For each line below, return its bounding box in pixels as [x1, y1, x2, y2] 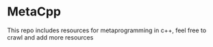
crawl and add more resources [7, 33, 94, 41]
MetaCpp [7, 4, 62, 19]
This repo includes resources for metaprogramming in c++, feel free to [7, 26, 207, 34]
